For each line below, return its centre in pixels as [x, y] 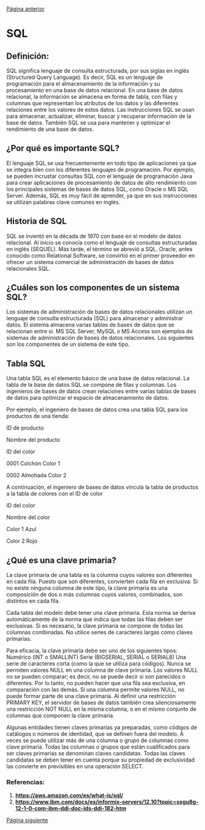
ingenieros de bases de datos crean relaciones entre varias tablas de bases [101, 391]
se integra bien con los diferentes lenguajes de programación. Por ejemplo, [101, 169]
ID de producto [25, 428]
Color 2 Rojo [22, 541]
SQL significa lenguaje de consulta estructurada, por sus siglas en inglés [98, 71]
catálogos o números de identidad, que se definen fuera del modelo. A [95, 734]
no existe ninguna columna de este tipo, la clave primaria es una [87, 588]
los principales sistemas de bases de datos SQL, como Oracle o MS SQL [97, 189]
